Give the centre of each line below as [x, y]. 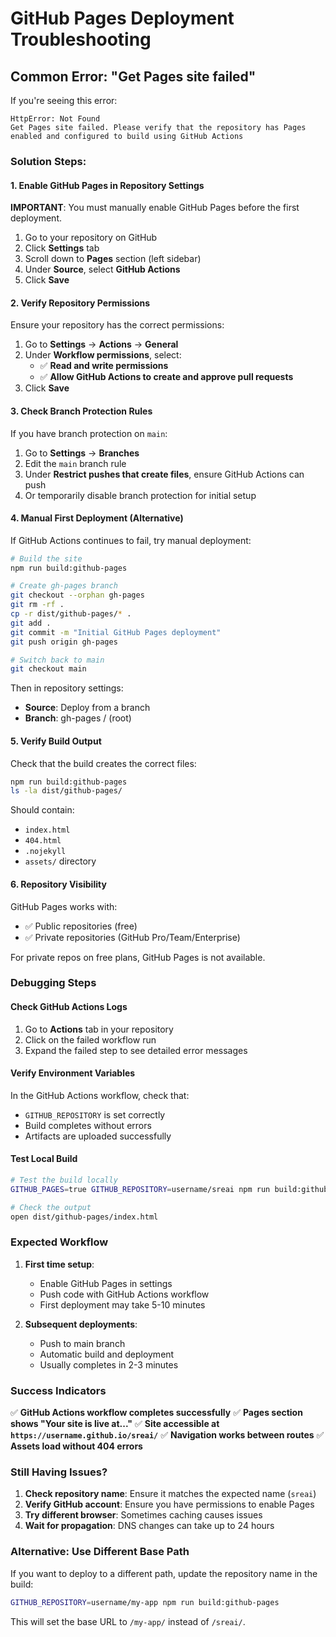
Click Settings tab [62, 248]
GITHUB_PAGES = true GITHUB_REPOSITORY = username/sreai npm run [140, 1189]
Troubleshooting [81, 39]
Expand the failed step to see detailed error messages [136, 1050]
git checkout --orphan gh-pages [77, 595]
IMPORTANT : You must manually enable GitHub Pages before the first [155, 208]
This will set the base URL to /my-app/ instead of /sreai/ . [128, 1621]
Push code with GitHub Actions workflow [124, 1294]
